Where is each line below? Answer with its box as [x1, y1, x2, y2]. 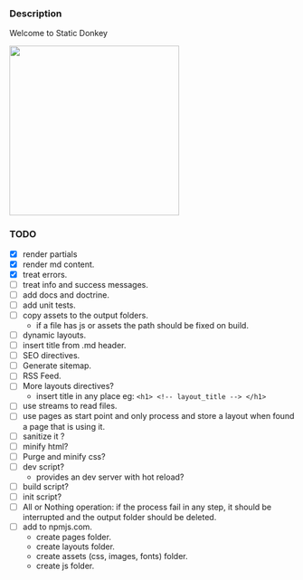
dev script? [22, 461, 65, 472]
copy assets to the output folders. [22, 309, 149, 320]
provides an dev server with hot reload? [35, 471, 185, 482]
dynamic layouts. [22, 329, 87, 341]
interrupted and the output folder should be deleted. [22, 511, 217, 522]
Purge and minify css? [22, 451, 106, 461]
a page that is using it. [22, 421, 106, 432]
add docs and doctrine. [22, 289, 110, 300]
